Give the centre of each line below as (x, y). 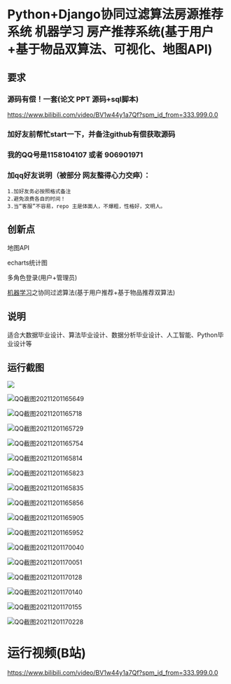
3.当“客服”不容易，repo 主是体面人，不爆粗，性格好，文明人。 (86, 207)
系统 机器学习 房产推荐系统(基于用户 (111, 32)
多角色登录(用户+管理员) (42, 277)
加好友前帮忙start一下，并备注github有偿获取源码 (91, 134)
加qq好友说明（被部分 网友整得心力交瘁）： (79, 175)
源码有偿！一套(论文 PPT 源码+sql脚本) (73, 99)
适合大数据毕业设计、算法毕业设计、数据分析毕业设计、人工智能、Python (113, 335)
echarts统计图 (27, 263)
